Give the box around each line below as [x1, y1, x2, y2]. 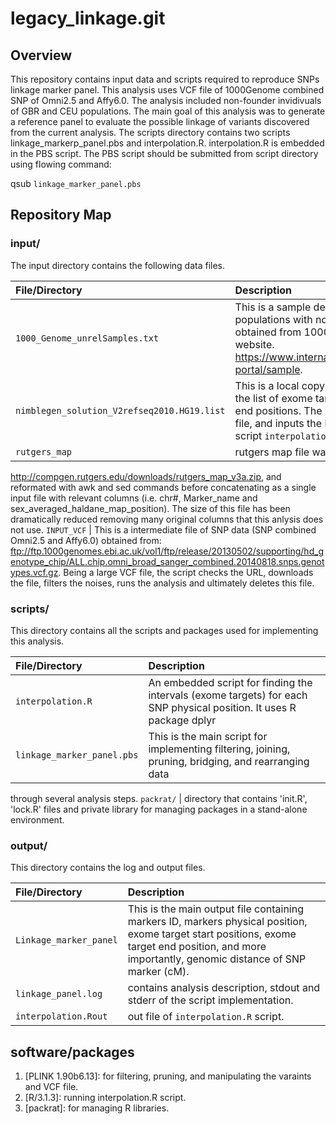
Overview [10, 47, 73, 64]
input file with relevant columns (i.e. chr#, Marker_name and [10, 492, 258, 504]
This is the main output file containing [127, 902, 304, 916]
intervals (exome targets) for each [148, 688, 308, 702]
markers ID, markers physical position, [127, 915, 308, 929]
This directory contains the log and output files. [10, 862, 206, 874]
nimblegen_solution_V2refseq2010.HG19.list [15, 405, 226, 416]
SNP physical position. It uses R [148, 700, 297, 714]
